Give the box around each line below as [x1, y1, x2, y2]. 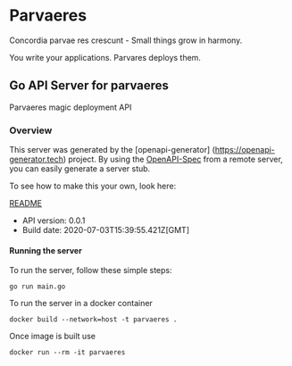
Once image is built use [9, 331, 96, 342]
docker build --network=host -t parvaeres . [9, 315, 178, 324]
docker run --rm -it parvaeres [9, 348, 126, 357]
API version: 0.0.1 [21, 215, 86, 226]
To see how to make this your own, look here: [9, 180, 177, 192]
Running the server [9, 245, 82, 255]
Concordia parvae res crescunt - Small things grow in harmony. [9, 35, 243, 46]
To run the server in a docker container [9, 298, 154, 309]
